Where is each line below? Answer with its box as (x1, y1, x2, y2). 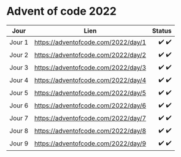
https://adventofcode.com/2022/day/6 (34, 101, 147, 110)
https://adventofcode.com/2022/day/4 (34, 76, 147, 85)
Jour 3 (9, 63, 29, 72)
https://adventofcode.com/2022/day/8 (34, 127, 147, 136)
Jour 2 (9, 51, 29, 59)
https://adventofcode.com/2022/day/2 (34, 51, 147, 59)
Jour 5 (9, 89, 29, 98)
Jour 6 (9, 101, 29, 110)
